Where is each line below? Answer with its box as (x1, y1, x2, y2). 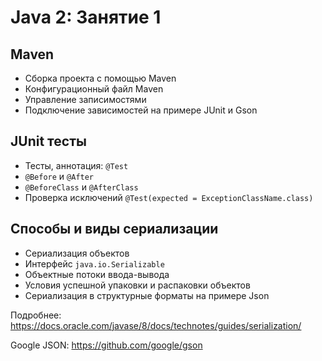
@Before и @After (24, 170, 95, 182)
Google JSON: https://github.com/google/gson (10, 339, 203, 351)
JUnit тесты (10, 133, 87, 150)
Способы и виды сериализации (10, 221, 219, 238)
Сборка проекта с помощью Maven (24, 72, 177, 84)
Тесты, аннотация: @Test (24, 159, 129, 171)
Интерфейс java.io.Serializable (24, 257, 165, 270)
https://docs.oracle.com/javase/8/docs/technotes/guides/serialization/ (10, 319, 302, 331)
